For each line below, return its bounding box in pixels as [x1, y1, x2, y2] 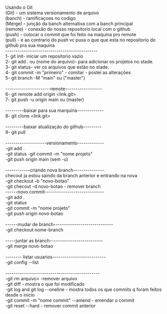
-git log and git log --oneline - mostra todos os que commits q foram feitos [5, 286, 162, 293]
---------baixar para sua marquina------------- [5, 107, 104, 113]
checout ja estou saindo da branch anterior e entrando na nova [5, 173, 137, 178]
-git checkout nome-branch [5, 227, 64, 233]
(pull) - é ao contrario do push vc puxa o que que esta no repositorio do [5, 37, 156, 43]
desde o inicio [5, 292, 35, 298]
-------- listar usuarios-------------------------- [5, 254, 106, 260]
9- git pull [5, 129, 26, 135]
